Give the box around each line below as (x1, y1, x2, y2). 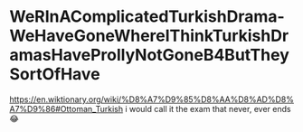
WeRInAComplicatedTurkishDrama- (9, 6, 285, 27)
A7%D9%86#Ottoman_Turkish (9, 103, 124, 114)
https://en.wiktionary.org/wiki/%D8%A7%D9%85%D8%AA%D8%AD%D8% (9, 93, 294, 105)
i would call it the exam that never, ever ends (125, 103, 291, 114)
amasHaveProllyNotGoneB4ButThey (9, 45, 289, 65)
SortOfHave (9, 64, 101, 85)
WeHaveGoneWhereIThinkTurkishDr (9, 25, 289, 46)
